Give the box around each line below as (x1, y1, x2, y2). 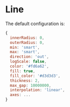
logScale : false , (10, 59, 47, 65)
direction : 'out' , (10, 54, 50, 59)
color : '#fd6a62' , (10, 64, 50, 69)
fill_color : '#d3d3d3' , (10, 73, 60, 78)
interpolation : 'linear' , (10, 88, 65, 93)
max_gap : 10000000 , (10, 83, 52, 88)
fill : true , (10, 68, 36, 74)
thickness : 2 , (10, 78, 40, 83)
